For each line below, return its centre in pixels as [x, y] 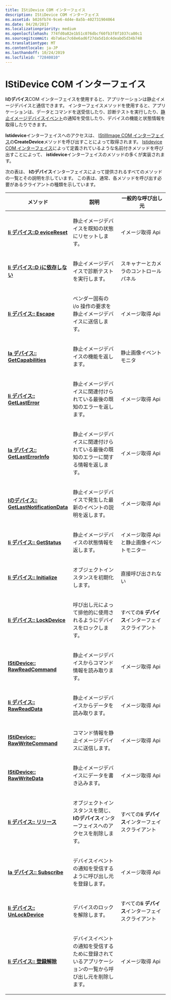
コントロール [146, 272]
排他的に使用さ [96, 613]
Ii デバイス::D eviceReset [38, 232]
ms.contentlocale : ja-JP [32, 48]
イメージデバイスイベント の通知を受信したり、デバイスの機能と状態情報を [87, 118]
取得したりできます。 [27, 125]
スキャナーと [136, 264]
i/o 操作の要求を [92, 306]
